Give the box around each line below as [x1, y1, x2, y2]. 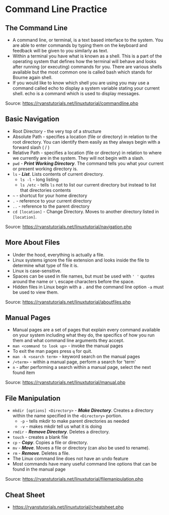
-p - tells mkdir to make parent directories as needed [20, 418, 130, 424]
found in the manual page [12, 466, 66, 472]
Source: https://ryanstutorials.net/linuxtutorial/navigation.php [5, 223, 132, 230]
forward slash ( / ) [12, 144, 50, 150]
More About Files [5, 238, 60, 247]
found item [12, 369, 35, 376]
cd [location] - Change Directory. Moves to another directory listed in [12, 208, 159, 215]
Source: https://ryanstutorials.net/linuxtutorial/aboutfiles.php [5, 299, 131, 305]
